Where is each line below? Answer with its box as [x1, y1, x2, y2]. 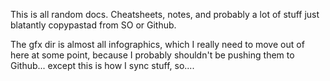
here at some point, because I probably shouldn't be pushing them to [10, 49, 295, 61]
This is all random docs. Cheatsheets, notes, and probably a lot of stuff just [10, 9, 320, 20]
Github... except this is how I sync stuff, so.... [10, 60, 195, 71]
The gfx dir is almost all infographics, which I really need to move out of [10, 39, 305, 50]
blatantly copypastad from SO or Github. [10, 19, 177, 31]
